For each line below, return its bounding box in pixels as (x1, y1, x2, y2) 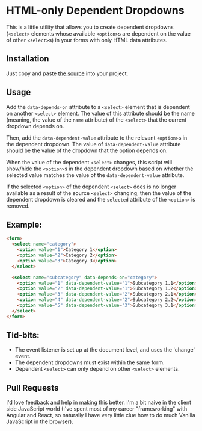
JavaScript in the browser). (6, 418, 73, 425)
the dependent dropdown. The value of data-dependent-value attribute (6, 140, 181, 147)
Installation (6, 54, 49, 64)
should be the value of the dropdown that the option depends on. (6, 147, 168, 154)
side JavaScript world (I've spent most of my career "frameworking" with (6, 405, 188, 412)
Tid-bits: (6, 330, 40, 341)
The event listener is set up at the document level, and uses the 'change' (14, 346, 195, 353)
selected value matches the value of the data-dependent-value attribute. (6, 171, 185, 178)
